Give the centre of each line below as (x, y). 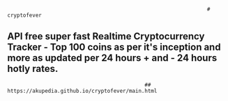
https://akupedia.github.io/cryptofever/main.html (82, 91)
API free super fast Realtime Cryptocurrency (106, 36)
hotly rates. (33, 69)
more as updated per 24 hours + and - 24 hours (112, 58)
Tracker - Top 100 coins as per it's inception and (114, 47)
